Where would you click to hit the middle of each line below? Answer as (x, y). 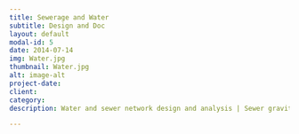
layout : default (39, 34)
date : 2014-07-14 (41, 51)
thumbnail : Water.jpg (49, 67)
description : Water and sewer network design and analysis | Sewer (137, 108)
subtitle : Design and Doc (57, 26)
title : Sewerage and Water (59, 17)
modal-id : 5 (31, 42)
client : (24, 91)
